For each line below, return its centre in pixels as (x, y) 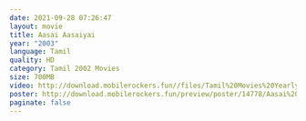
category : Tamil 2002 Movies (65, 69)
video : (22, 86)
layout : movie (36, 26)
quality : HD (32, 60)
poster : (24, 94)
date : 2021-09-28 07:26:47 (61, 18)
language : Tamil (40, 52)
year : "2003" (34, 43)
